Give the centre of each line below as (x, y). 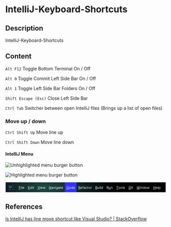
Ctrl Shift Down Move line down (40, 142)
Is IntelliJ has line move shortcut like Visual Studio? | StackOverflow (76, 219)
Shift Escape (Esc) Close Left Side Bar (47, 98)
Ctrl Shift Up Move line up (34, 132)
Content (19, 56)
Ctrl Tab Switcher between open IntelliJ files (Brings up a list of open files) (84, 108)
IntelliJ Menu (19, 154)
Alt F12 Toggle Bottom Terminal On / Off (48, 68)
